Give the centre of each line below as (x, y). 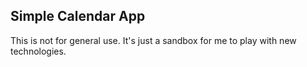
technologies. (38, 51)
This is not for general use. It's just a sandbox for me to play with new (153, 40)
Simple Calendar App (78, 16)
